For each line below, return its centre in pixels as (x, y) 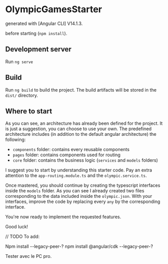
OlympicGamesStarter (54, 9)
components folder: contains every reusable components (71, 150)
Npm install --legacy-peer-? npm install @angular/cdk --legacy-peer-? (79, 246)
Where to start (29, 111)
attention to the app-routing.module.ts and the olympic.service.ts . (76, 175)
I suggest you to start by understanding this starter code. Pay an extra (79, 170)
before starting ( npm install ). (36, 33)
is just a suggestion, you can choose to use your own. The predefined (78, 129)
